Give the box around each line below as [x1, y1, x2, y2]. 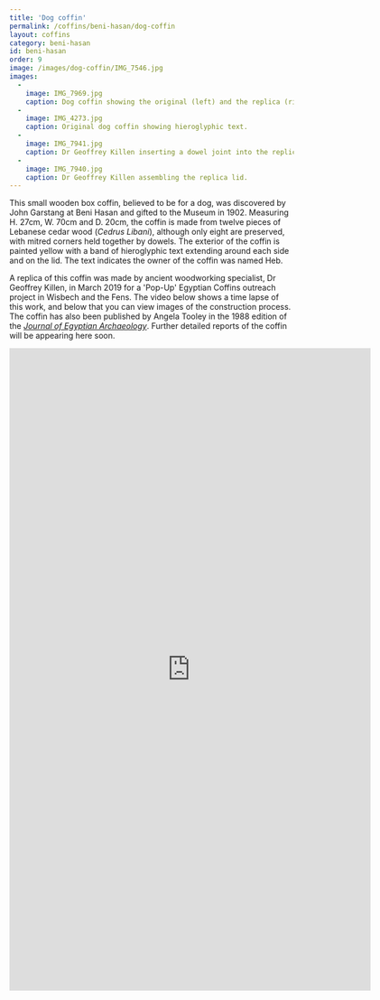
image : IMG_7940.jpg [25, 164, 103, 173]
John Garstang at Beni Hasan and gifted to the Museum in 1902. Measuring [9, 207, 289, 218]
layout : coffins [9, 30, 70, 39]
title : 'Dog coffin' [9, 13, 88, 23]
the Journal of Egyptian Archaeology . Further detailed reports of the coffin [9, 321, 287, 332]
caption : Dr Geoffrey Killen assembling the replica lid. [25, 173, 248, 182]
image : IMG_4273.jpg [25, 114, 103, 123]
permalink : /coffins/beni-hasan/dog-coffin [9, 22, 176, 31]
